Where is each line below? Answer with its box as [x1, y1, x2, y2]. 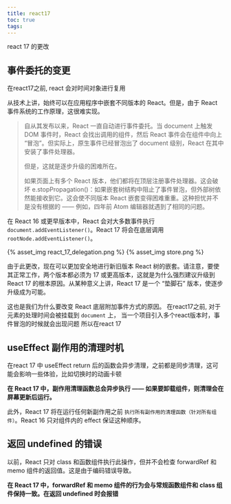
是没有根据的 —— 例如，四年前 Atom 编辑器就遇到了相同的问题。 [23, 203, 209, 211]
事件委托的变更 [7, 65, 71, 76]
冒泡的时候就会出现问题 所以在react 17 [12, 320, 122, 328]
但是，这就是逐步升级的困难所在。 [23, 162, 121, 170]
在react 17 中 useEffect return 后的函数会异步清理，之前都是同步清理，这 [7, 361, 213, 369]
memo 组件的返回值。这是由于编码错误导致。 [7, 466, 135, 474]
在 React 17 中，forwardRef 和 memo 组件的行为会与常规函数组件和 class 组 [7, 481, 223, 489]
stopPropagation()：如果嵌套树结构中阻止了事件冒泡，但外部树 [36, 185, 215, 194]
